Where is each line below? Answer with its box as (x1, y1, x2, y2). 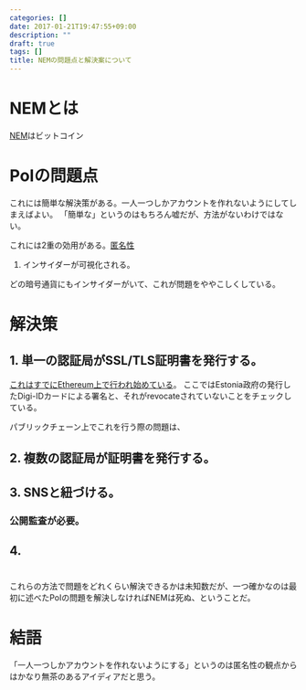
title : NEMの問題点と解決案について (9, 56, 132, 65)
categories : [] (9, 13, 68, 23)
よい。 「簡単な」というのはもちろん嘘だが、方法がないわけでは (33, 208, 276, 219)
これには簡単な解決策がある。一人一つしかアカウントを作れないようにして (9, 197, 290, 208)
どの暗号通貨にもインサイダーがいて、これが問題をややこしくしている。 (9, 278, 280, 289)
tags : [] (9, 48, 43, 57)
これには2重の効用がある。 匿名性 (9, 239, 135, 250)
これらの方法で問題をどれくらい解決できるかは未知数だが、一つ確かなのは (9, 581, 290, 592)
